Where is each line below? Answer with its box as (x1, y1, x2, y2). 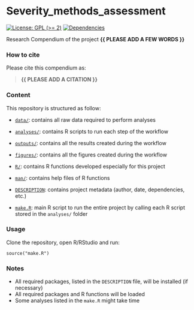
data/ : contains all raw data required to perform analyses (14, 116, 156, 124)
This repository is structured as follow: (6, 104, 101, 112)
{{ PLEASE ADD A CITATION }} (20, 76, 98, 83)
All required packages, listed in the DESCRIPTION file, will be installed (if (14, 278, 189, 285)
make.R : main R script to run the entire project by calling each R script (14, 204, 186, 211)
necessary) (14, 284, 43, 291)
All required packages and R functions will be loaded (14, 291, 145, 298)
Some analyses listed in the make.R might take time (14, 297, 140, 304)
